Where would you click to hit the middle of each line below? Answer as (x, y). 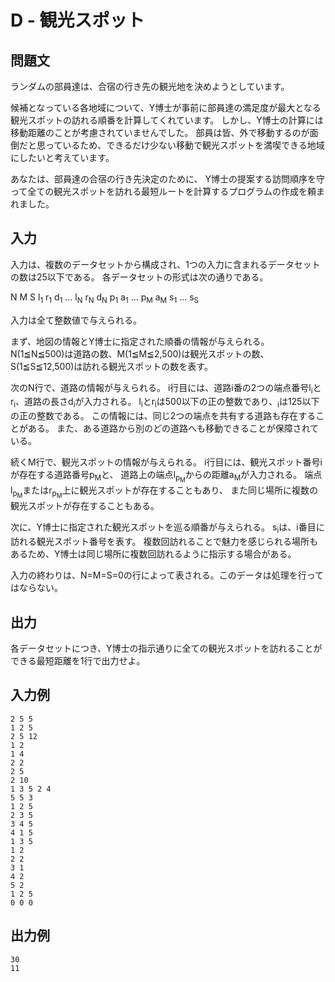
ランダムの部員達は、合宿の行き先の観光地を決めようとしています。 (150, 86)
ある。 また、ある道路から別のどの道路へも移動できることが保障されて (173, 428)
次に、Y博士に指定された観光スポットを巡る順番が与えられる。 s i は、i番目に (167, 528)
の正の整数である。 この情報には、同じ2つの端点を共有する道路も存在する (163, 416)
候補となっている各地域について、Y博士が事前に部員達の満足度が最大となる (166, 107)
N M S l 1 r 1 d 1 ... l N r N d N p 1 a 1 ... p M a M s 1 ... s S (105, 298)
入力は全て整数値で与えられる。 (76, 320)
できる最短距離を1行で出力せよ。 (78, 661)
